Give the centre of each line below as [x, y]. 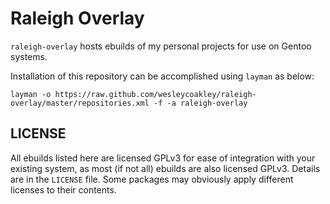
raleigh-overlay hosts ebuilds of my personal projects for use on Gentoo [161, 46]
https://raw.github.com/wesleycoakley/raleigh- [155, 94]
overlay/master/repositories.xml [80, 103]
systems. [29, 56]
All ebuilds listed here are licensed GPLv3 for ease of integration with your [163, 158]
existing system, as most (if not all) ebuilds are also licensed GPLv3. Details [165, 168]
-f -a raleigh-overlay [200, 103]
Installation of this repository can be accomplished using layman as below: [162, 76]
